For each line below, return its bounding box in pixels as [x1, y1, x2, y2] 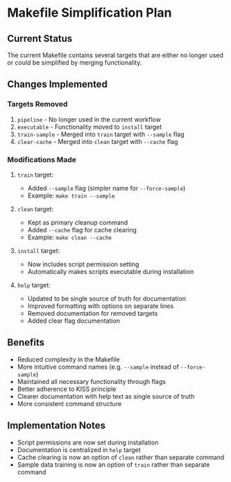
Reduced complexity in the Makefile [17, 355, 120, 363]
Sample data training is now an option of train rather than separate [17, 460, 210, 469]
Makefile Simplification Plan [7, 5, 172, 21]
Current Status [7, 33, 73, 45]
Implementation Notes [7, 419, 106, 432]
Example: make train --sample [27, 191, 115, 200]
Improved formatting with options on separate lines [27, 301, 174, 310]
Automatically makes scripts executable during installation [27, 267, 194, 275]
